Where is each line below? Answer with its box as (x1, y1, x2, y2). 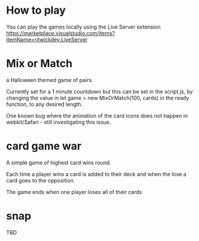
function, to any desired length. (6, 101, 83, 108)
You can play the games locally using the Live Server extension (6, 23, 161, 30)
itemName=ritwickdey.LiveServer (6, 36, 88, 43)
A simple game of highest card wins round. (6, 159, 112, 166)
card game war (6, 139, 82, 153)
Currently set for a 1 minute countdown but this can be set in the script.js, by (6, 87, 193, 95)
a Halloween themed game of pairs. (6, 76, 93, 83)
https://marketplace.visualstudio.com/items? (6, 29, 115, 36)
